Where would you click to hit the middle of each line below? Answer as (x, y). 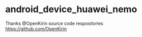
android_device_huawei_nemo (71, 9)
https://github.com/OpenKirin (36, 28)
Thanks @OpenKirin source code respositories (54, 23)
